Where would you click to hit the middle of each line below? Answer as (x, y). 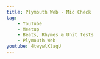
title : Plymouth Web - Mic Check (49, 12)
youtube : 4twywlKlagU (34, 47)
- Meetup (28, 29)
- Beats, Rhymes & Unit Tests (56, 35)
